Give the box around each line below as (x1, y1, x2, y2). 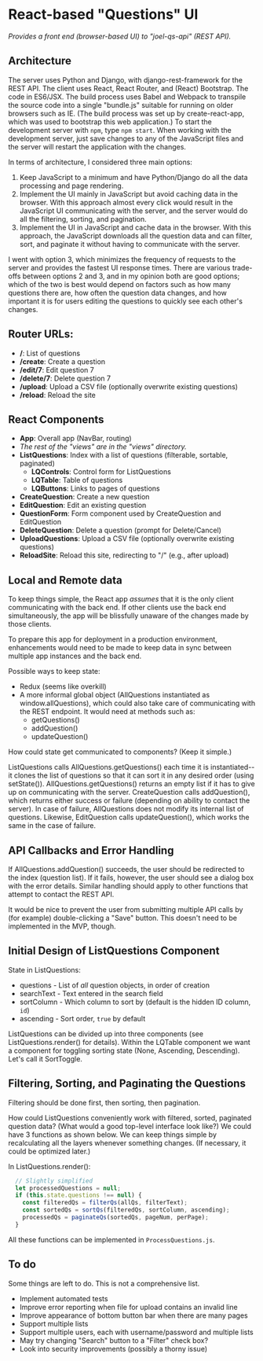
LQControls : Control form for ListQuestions (31, 467, 171, 476)
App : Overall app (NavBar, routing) (19, 434, 132, 443)
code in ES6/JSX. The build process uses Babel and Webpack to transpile (8, 92, 247, 101)
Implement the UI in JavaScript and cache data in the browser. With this (19, 223, 252, 232)
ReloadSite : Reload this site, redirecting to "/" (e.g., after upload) (19, 550, 229, 560)
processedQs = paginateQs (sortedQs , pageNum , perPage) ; (22, 1213, 210, 1221)
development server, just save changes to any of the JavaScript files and (8, 134, 244, 143)
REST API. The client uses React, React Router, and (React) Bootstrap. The (8, 83, 249, 93)
